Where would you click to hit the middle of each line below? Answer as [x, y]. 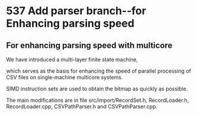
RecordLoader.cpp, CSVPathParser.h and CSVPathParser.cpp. [82, 107]
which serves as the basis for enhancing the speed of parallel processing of [98, 71]
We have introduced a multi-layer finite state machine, [72, 59]
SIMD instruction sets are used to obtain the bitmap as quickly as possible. [97, 89]
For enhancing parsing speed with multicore [89, 45]
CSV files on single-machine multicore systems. [64, 77]
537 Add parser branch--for [76, 11]
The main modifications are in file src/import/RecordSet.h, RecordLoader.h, [98, 100]
